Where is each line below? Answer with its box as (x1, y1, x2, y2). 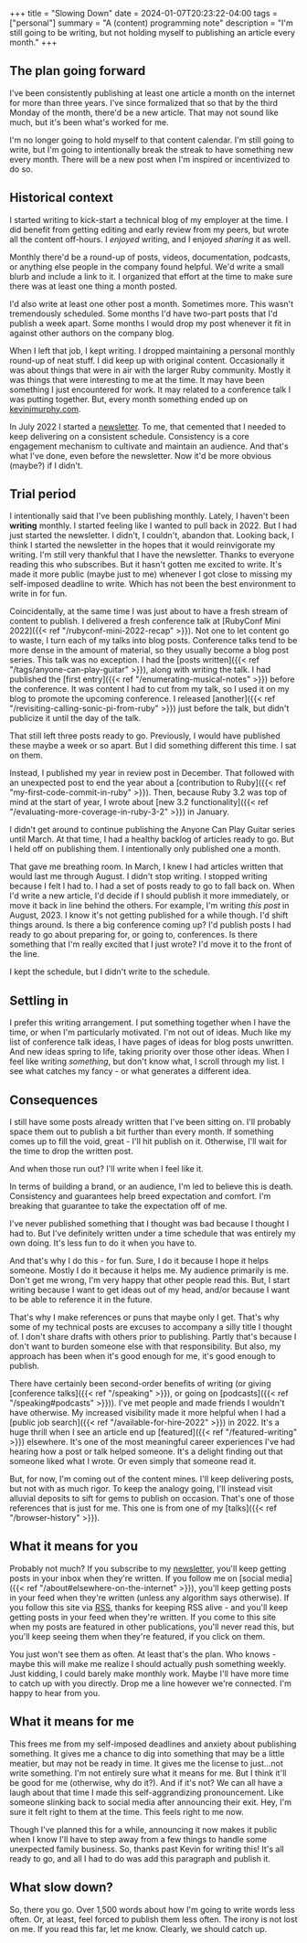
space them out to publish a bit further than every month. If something (9, 1126, 274, 1137)
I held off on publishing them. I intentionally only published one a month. (9, 844, 281, 855)
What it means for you (9, 1539, 139, 1555)
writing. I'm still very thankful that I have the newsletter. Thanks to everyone (9, 549, 295, 560)
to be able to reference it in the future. (9, 1294, 153, 1305)
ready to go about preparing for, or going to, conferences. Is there (9, 929, 258, 940)
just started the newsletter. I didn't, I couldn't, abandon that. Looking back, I (9, 530, 294, 541)
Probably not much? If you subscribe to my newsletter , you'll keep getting (9, 1563, 287, 1574)
